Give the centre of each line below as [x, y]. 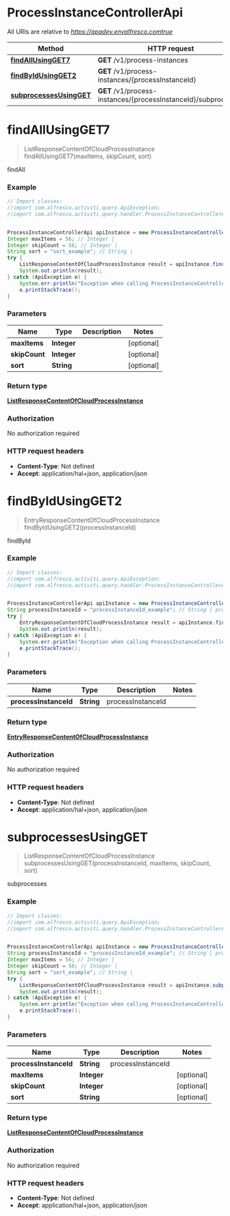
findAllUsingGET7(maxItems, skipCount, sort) [88, 156]
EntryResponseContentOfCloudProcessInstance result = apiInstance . [117, 623]
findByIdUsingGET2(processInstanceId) [80, 527]
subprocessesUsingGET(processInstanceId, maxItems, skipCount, [117, 863]
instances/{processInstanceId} [147, 79]
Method [51, 48]
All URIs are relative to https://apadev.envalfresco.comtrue [90, 32]
